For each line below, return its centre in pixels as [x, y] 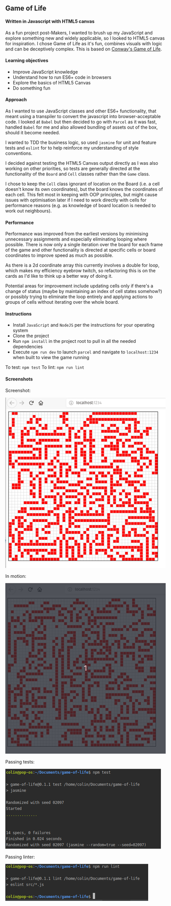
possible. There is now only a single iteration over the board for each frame [84, 245]
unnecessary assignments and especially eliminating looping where [76, 239]
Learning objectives [27, 61]
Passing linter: [20, 857]
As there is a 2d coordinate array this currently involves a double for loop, [82, 265]
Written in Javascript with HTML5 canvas [50, 21]
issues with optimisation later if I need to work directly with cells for [76, 200]
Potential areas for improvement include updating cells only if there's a [79, 286]
